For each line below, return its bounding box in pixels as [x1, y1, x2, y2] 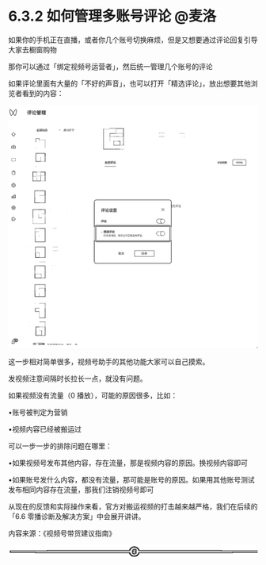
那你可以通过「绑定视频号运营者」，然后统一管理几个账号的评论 [8, 61, 213, 71]
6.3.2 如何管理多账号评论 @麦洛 [8, 7, 217, 25]
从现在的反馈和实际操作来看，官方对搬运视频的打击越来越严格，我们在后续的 [8, 502, 258, 512]
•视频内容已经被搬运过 [8, 425, 82, 434]
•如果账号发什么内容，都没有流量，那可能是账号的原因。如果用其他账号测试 [8, 475, 255, 485]
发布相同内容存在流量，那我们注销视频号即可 [8, 485, 154, 494]
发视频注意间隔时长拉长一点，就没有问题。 [8, 374, 147, 383]
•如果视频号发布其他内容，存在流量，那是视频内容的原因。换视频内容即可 [8, 458, 248, 468]
